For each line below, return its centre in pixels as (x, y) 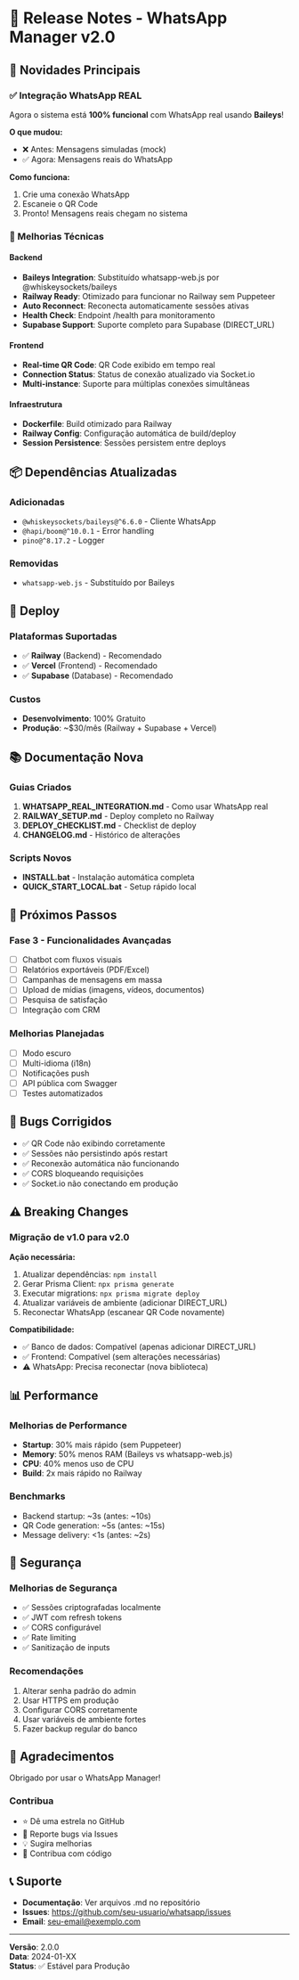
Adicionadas (37, 502)
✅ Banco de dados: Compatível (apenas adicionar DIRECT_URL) (139, 1346)
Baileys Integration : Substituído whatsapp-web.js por (121, 277)
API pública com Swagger (69, 1083)
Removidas (34, 563)
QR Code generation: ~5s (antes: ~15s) (93, 1525)
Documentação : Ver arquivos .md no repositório (111, 1902)
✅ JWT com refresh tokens (72, 1617)
